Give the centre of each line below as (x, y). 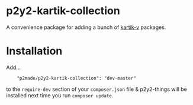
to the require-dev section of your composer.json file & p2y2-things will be (97, 89)
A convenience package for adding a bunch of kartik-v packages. (86, 27)
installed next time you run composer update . (60, 95)
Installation (34, 51)
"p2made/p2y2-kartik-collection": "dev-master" (76, 78)
